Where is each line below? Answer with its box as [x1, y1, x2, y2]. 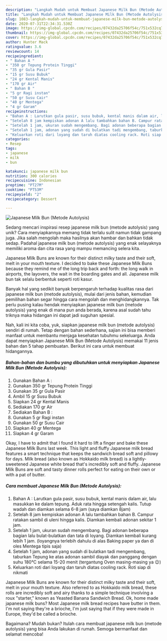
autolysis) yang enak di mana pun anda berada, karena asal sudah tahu [5, 307, 151, 313]
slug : [5, 16, 17, 21]
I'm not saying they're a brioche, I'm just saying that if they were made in [5, 605, 154, 612]
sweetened [5, 461, 29, 467]
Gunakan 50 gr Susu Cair [12, 420, 64, 426]
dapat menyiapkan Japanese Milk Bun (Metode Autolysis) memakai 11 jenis [5, 338, 159, 344]
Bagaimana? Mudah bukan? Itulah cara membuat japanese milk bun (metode [5, 620, 162, 627]
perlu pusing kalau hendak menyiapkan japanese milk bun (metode [5, 301, 143, 307]
